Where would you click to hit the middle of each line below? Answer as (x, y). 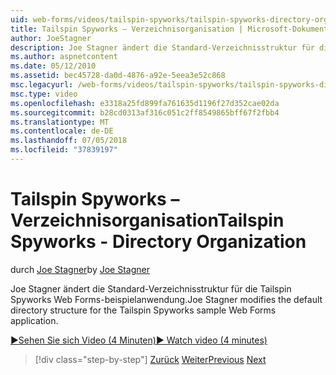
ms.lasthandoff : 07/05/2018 (69, 141)
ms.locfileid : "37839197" (64, 150)
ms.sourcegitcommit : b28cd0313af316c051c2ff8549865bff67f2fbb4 (145, 112)
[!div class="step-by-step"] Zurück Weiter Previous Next (150, 359)
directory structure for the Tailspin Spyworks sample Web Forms (143, 310)
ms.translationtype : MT (60, 122)
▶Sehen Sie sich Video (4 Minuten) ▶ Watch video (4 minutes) (139, 340)
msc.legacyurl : (42, 85)
